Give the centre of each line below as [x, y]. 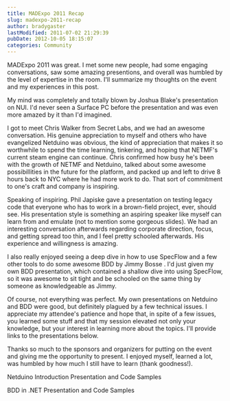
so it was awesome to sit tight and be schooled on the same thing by [104, 278]
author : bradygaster [37, 26]
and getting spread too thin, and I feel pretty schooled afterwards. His [106, 236]
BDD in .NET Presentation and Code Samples [71, 390]
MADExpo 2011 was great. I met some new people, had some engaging [107, 65]
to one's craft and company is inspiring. [63, 186]
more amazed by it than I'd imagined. [59, 115]
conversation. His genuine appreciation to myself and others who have [107, 135]
